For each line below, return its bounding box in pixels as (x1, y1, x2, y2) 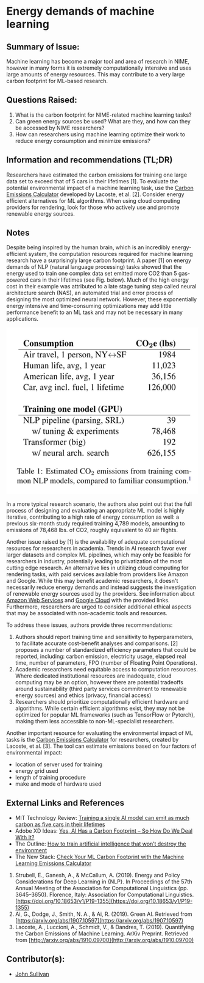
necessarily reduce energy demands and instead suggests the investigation (6, 583, 197, 591)
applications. (6, 315, 38, 323)
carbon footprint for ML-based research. (6, 78, 108, 84)
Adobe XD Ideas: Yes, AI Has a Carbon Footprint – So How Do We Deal (15, 827, 193, 835)
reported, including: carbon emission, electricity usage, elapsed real (15, 652, 187, 660)
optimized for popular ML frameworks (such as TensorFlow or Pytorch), (15, 711, 195, 718)
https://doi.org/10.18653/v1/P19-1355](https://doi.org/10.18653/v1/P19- (17, 897, 193, 905)
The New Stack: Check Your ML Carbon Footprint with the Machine (15, 853, 185, 860)
